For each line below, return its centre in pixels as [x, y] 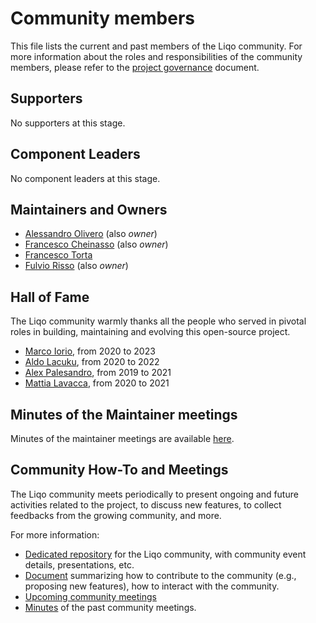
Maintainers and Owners [89, 209]
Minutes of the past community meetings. [110, 607]
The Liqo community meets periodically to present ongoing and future [154, 494]
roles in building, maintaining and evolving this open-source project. [150, 332]
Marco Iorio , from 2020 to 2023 [90, 351]
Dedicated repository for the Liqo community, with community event [165, 554]
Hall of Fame [50, 297]
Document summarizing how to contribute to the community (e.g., [160, 575]
